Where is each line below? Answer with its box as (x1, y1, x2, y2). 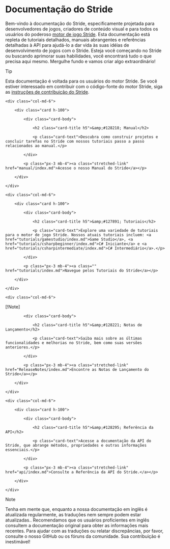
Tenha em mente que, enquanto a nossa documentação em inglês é (5, 506, 148, 512)
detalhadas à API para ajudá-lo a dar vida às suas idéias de (5, 42, 129, 48)
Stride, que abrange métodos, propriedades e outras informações (5, 443, 147, 448)
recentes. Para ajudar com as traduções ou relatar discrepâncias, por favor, (5, 528, 164, 534)
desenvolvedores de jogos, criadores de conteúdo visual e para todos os (5, 25, 158, 32)
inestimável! (5, 538, 31, 544)
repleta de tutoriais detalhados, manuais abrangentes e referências (5, 37, 146, 43)
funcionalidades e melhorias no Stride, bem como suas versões (5, 340, 143, 345)
